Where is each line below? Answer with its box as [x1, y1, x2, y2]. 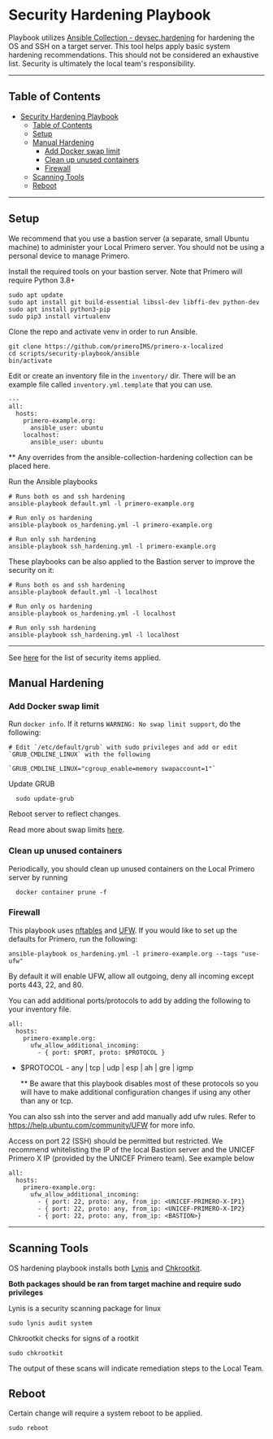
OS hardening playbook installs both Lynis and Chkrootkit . [8, 1263, 202, 1273]
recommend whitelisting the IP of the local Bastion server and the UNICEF [8, 1144, 256, 1154]
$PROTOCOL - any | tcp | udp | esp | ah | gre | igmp [19, 1062, 193, 1072]
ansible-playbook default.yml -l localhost [8, 588, 158, 596]
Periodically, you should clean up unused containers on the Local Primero [8, 864, 255, 873]
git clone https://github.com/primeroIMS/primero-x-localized [8, 342, 223, 351]
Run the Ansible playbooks [8, 476, 98, 486]
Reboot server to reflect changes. [8, 809, 121, 819]
